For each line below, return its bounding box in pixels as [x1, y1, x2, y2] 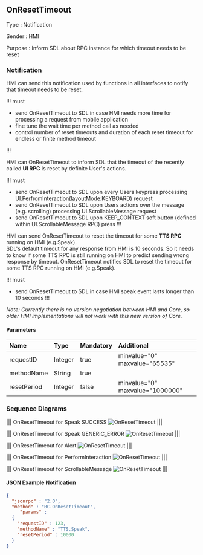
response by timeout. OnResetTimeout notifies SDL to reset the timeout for [6, 258, 192, 265]
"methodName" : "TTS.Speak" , [17, 526, 91, 533]
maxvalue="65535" [118, 359, 175, 368]
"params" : [19, 509, 47, 516]
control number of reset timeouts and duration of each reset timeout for [14, 129, 193, 136]
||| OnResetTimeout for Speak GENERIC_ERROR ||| [6, 430, 181, 437]
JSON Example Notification [6, 479, 77, 486]
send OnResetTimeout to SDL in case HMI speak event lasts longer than [14, 288, 195, 295]
